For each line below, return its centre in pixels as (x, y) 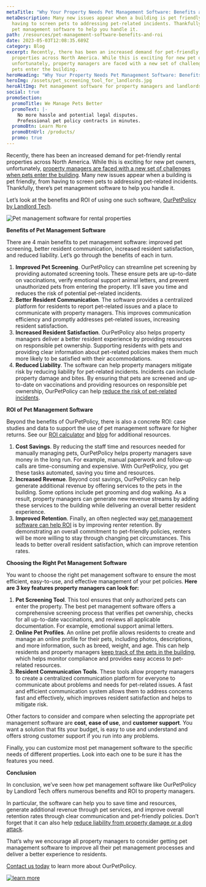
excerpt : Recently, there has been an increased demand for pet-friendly (103, 52)
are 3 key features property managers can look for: (73, 588)
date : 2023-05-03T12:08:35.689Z (48, 41)
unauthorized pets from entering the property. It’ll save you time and (101, 286)
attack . (15, 829)
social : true (23, 92)
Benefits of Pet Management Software (56, 230)
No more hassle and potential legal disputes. (78, 115)
